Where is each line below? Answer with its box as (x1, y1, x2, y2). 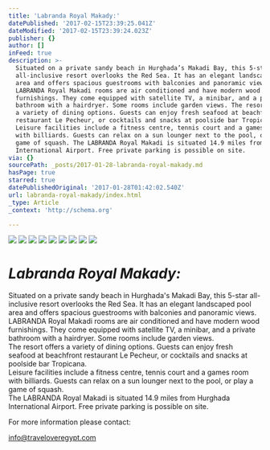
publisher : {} (8, 34, 56, 43)
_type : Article (8, 198, 59, 207)
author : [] (8, 42, 45, 50)
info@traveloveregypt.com (8, 433, 96, 443)
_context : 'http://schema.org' (8, 206, 113, 214)
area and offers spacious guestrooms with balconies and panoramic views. (8, 308, 257, 317)
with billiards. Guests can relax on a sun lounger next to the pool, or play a (8, 376, 254, 386)
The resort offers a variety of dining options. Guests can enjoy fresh (8, 342, 233, 352)
